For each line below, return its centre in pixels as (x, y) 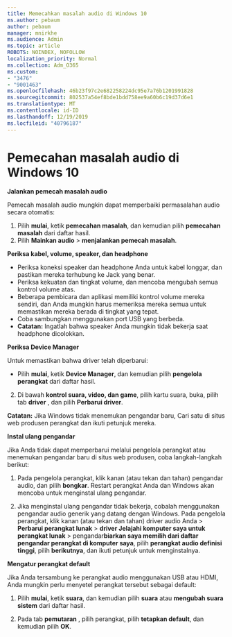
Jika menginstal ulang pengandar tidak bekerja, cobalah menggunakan (118, 507)
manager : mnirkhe (32, 33)
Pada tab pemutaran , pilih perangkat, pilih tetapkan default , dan (110, 619)
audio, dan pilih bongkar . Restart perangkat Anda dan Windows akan (116, 486)
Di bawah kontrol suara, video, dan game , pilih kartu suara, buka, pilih (118, 395)
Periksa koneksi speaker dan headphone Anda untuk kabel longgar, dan (120, 267)
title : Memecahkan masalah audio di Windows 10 (77, 14)
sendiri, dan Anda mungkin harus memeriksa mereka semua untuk (111, 304)
